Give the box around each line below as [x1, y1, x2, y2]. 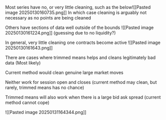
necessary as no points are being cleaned [5, 15, 91, 20]
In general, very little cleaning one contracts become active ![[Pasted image [5, 39, 161, 45]
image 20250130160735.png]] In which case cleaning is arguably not [5, 9, 147, 15]
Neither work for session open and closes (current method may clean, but [5, 79, 157, 85]
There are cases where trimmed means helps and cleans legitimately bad [5, 54, 156, 60]
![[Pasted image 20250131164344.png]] [5, 109, 87, 115]
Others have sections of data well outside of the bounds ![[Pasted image [5, 24, 154, 30]
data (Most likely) [5, 60, 41, 65]
